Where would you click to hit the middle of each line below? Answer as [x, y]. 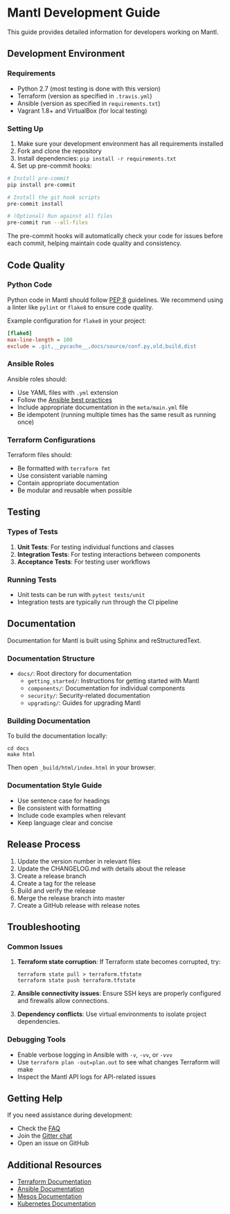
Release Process [44, 845]
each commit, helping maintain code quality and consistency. [95, 243]
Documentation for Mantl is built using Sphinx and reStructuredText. [104, 640]
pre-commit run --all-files [48, 223]
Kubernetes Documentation [56, 1204]
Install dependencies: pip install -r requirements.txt [97, 158]
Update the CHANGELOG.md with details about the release [101, 868]
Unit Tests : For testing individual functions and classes [96, 547]
